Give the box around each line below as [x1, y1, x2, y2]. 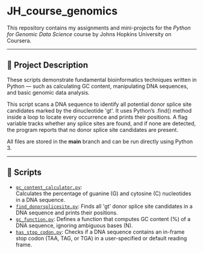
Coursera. [7, 37, 32, 44]
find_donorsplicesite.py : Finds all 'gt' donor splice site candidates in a [15, 202, 193, 210]
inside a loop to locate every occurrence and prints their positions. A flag [7, 113, 188, 120]
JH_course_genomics [7, 4, 118, 18]
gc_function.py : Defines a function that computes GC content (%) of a [15, 215, 191, 222]
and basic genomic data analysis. [7, 89, 90, 96]
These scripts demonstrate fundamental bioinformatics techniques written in [7, 76, 197, 83]
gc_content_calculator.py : [15, 183, 83, 190]
